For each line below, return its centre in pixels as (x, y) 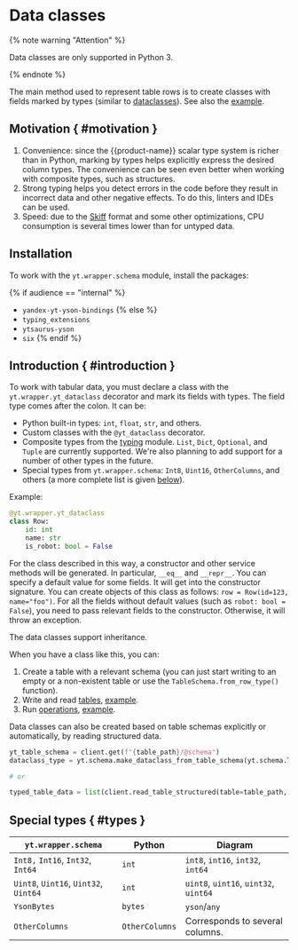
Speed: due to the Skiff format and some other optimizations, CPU (143, 216)
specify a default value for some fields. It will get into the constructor (135, 582)
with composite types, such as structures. (98, 178)
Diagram (235, 845)
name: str (43, 538)
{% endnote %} (38, 74)
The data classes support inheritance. (78, 637)
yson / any (203, 906)
